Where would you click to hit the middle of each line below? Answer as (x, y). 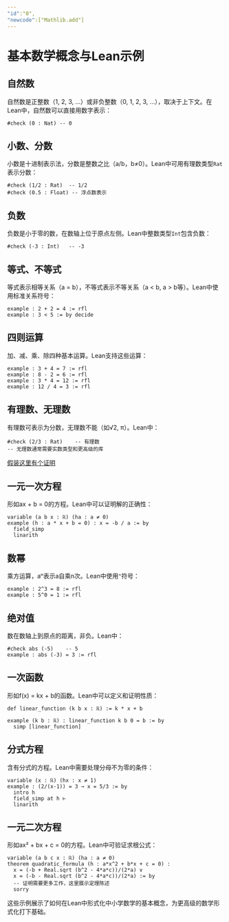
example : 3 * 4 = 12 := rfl (49, 380)
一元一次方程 (34, 486)
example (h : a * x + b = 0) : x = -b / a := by (78, 523)
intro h (24, 793)
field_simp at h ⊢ (40, 798)
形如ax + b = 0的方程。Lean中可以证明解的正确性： (80, 504)
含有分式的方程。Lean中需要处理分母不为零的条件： (80, 767)
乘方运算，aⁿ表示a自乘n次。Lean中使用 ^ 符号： (73, 576)
